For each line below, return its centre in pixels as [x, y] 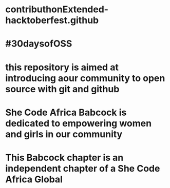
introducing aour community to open [85, 78]
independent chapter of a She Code [83, 168]
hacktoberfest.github [52, 20]
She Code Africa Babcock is [66, 112]
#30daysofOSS [39, 44]
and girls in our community [64, 134]
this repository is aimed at [62, 67]
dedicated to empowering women [79, 123]
